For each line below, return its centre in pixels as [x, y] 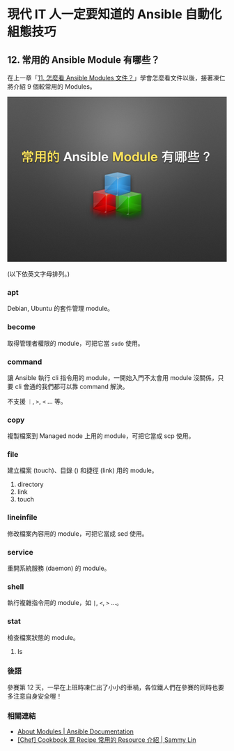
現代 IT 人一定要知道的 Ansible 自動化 [115, 14]
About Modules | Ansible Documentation [75, 731]
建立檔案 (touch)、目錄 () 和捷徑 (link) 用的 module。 [83, 471]
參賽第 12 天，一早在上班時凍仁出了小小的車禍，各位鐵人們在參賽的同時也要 [116, 687]
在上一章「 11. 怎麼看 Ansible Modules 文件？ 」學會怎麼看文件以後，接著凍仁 [116, 78]
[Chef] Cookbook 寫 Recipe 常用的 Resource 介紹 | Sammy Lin [107, 740]
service [20, 552]
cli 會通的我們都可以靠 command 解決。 [72, 386]
